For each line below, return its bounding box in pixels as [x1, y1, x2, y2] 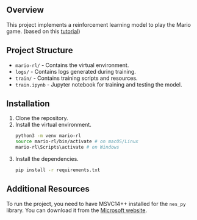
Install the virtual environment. [15, 121, 91, 129]
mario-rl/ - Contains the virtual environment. [15, 61, 129, 69]
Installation [6, 99, 50, 109]
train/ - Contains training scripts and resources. [15, 74, 138, 82]
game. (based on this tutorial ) [6, 27, 81, 35]
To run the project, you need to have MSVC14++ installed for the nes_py [6, 200, 186, 207]
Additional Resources [6, 184, 90, 194]
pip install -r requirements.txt [15, 167, 101, 173]
